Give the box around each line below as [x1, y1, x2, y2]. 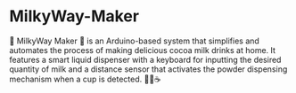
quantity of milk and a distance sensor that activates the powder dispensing [9, 64, 288, 74]
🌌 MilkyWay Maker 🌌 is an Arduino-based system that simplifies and [9, 35, 260, 46]
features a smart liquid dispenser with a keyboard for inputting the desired [9, 54, 282, 65]
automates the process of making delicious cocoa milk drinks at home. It [9, 44, 276, 55]
